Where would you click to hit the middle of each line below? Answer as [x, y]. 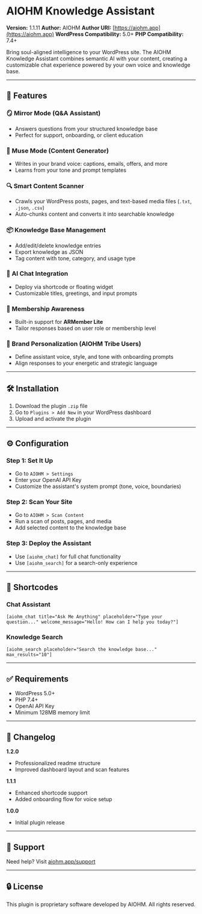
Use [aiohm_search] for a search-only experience [76, 562]
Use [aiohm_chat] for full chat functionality [68, 556]
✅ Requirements [38, 679]
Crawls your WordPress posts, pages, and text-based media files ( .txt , [103, 201]
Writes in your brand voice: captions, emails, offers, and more [91, 163]
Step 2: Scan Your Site [39, 502]
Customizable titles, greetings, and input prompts [76, 293]
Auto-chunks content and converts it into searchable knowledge [94, 214]
